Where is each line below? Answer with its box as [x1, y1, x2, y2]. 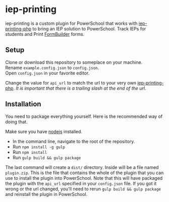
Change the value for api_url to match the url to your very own [5, 79, 136, 86]
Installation [5, 100, 41, 108]
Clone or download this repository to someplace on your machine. [5, 59, 143, 65]
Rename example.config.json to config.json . [5, 64, 99, 70]
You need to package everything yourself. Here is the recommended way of [5, 113, 163, 119]
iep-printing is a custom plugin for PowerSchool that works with [5, 20, 138, 26]
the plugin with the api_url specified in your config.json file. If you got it [5, 180, 157, 186]
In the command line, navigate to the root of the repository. [12, 138, 135, 144]
